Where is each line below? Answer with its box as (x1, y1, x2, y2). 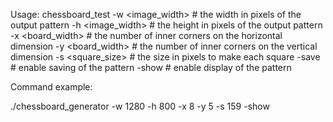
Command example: (10, 81, 93, 93)
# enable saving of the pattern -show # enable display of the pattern (10, 62, 292, 73)
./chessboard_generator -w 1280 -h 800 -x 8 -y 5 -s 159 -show (10, 100, 270, 112)
